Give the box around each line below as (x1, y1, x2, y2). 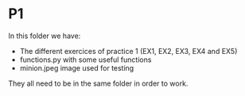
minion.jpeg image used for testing (19, 63, 134, 72)
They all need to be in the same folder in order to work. (8, 79, 189, 88)
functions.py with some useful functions (19, 55, 152, 64)
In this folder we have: (8, 31, 81, 40)
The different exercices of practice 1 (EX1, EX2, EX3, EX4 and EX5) (19, 46, 238, 56)
